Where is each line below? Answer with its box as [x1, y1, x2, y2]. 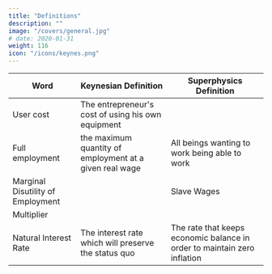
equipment [80, 119, 121, 130]
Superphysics [187, 75, 243, 86]
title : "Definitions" [8, 11, 82, 20]
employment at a [80, 153, 144, 163]
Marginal [12, 175, 46, 187]
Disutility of [12, 186, 56, 196]
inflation [170, 252, 202, 263]
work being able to [170, 147, 242, 158]
